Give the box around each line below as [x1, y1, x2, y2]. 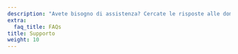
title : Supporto [7, 29, 55, 37]
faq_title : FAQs [13, 23, 62, 30]
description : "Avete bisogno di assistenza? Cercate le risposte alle [7, 10, 220, 18]
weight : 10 [7, 36, 40, 43]
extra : [7, 17, 27, 24]
